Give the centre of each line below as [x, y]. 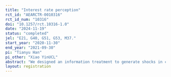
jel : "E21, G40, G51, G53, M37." [41, 38]
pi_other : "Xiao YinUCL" [32, 57]
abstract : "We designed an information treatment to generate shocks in [84, 62]
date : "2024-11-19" [26, 29]
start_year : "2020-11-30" [33, 43]
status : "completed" [27, 33]
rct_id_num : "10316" [27, 19]
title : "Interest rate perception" [43, 10]
